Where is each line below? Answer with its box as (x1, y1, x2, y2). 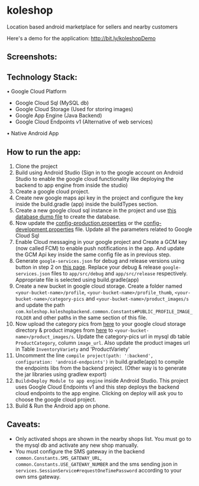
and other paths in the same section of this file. (32, 314, 148, 321)
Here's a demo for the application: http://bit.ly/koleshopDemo (6, 34, 156, 42)
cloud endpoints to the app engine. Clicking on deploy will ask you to (15, 389, 183, 396)
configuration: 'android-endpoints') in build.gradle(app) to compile (15, 358, 184, 365)
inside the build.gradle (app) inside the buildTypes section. (15, 200, 158, 208)
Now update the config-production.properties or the (15, 219, 142, 226)
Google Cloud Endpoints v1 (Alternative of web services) (15, 118, 153, 125)
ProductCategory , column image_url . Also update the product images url (15, 339, 190, 346)
